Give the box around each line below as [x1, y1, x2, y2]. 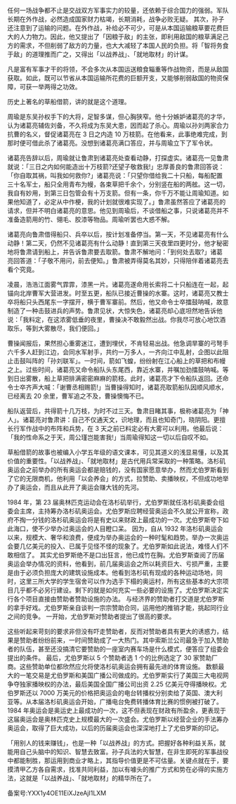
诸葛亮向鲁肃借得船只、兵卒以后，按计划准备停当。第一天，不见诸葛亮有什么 [7, 231, 229, 238]
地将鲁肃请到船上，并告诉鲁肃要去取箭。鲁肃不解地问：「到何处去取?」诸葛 [7, 248, 223, 256]
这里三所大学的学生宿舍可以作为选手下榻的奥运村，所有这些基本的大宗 [19, 577, 223, 585]
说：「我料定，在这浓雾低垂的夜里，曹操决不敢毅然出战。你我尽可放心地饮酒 [7, 316, 226, 323]
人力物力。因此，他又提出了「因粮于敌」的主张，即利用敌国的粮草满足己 [19, 32, 229, 41]
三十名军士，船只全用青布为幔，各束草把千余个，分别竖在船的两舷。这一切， [7, 180, 229, 188]
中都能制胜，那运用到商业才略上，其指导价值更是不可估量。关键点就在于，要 [7, 756, 229, 765]
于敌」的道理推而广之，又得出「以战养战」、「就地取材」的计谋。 [7, 50, 192, 58]
